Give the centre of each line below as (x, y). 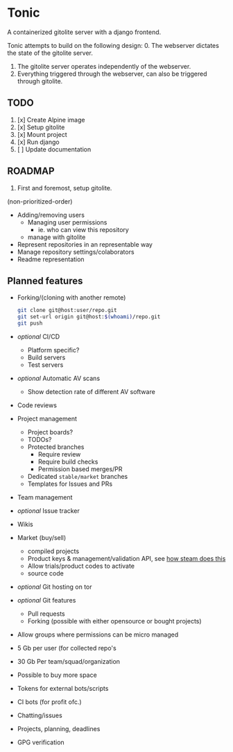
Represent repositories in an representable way (85, 244)
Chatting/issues (40, 715)
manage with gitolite (57, 237)
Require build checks (68, 461)
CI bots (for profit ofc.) (49, 702)
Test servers (45, 365)
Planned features (45, 280)
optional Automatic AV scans (59, 378)
